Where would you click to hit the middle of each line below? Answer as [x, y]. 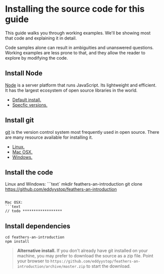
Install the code [29, 172]
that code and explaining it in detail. [41, 38]
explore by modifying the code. [37, 58]
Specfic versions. [30, 105]
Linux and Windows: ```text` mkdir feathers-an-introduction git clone [74, 184]
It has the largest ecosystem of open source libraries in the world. [71, 90]
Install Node [24, 74]
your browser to [33, 261]
